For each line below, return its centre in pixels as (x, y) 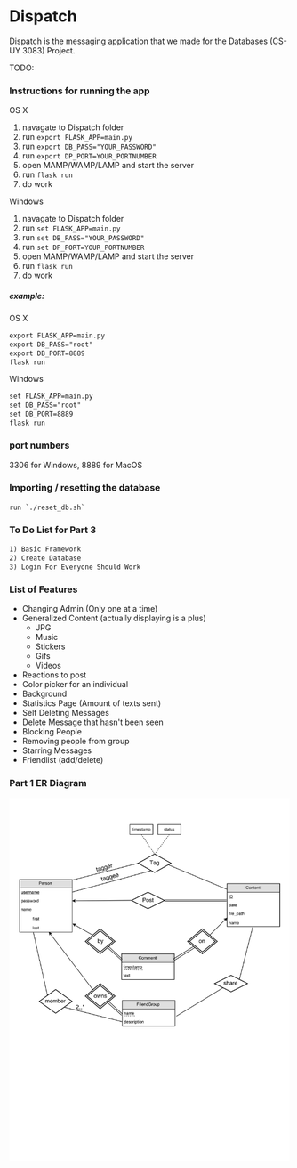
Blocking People (52, 732)
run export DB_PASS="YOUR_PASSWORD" (89, 146)
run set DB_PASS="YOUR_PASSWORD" (83, 238)
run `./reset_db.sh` (48, 507)
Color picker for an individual (75, 685)
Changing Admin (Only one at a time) (90, 609)
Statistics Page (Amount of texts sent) (92, 703)
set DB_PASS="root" (45, 406)
